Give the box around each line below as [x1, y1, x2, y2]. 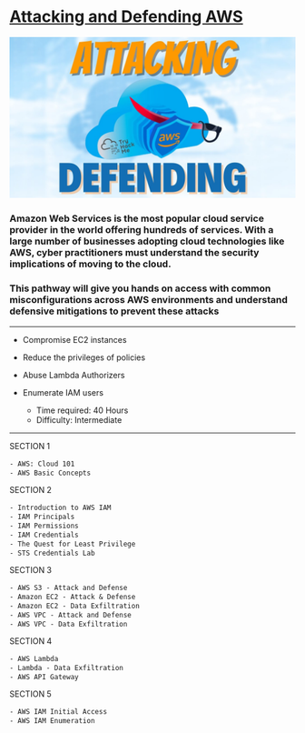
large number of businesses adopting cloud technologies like [9, 235, 285, 247]
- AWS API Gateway [9, 672, 79, 681]
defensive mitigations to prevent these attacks [9, 305, 220, 317]
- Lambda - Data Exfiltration [9, 663, 124, 672]
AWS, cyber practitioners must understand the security [9, 246, 260, 259]
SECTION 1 [9, 440, 51, 451]
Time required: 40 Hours [35, 405, 129, 416]
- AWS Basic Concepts [9, 468, 92, 477]
